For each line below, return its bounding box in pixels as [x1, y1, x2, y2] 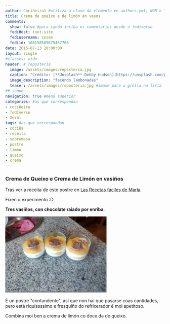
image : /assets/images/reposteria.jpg [10, 67, 92, 72]
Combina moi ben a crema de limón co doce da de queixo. [5, 313, 127, 319]
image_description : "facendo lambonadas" [10, 78, 99, 83]
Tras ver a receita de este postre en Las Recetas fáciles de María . [5, 187, 142, 193]
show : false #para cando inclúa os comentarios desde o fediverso [10, 24, 153, 29]
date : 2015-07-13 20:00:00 [5, 46, 62, 51]
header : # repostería [5, 61, 51, 67]
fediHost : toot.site [10, 29, 53, 35]
